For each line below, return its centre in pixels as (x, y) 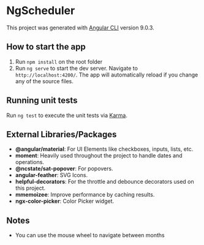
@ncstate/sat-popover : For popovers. (64, 168)
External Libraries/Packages (62, 134)
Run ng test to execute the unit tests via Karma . (67, 115)
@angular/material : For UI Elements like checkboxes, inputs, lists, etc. (104, 149)
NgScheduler (41, 11)
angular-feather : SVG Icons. (51, 175)
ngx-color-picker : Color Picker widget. (65, 201)
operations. (30, 162)
